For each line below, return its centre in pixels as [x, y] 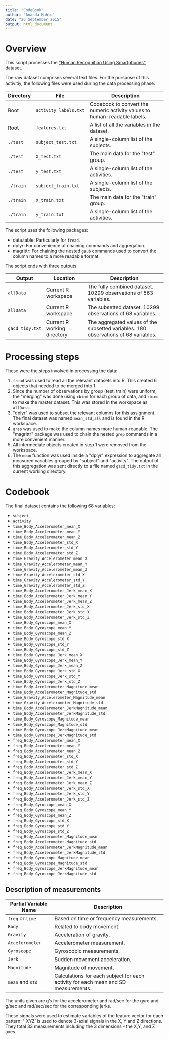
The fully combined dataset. [120, 287]
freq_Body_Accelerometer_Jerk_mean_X [52, 773]
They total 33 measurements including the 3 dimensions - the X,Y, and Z [80, 1026]
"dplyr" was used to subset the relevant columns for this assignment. [84, 413]
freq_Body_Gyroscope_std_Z [41, 831]
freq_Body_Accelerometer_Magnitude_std [54, 842]
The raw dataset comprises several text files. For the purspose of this [77, 78]
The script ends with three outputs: [41, 266]
